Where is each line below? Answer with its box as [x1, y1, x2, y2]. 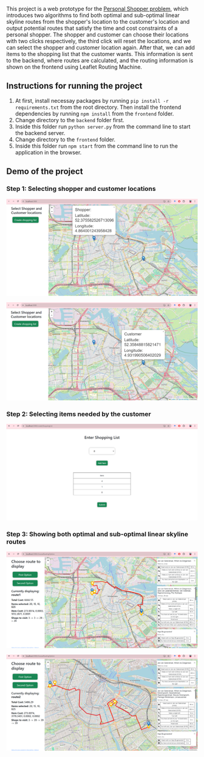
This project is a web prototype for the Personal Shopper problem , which [6, 5, 189, 12]
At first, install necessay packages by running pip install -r [15, 97, 169, 104]
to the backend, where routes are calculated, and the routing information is [6, 57, 194, 64]
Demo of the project [6, 167, 83, 177]
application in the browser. [15, 148, 82, 156]
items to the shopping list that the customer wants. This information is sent [6, 50, 193, 57]
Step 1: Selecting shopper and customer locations [6, 185, 156, 193]
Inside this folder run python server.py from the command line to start [15, 123, 191, 130]
